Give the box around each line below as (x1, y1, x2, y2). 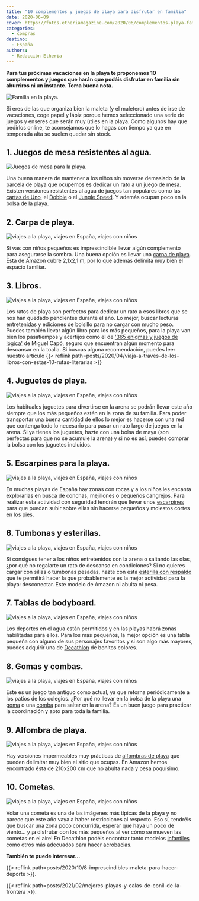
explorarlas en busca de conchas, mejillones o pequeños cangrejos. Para (6, 492, 185, 499)
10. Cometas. (6, 782, 56, 792)
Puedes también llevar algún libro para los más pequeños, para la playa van (6, 327, 191, 334)
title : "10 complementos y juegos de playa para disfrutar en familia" (6, 8, 187, 15)
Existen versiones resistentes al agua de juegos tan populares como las (6, 187, 181, 194)
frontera (6, 888, 26, 895)
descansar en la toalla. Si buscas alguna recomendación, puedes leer (6, 346, 176, 353)
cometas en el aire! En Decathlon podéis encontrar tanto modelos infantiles (6, 834, 190, 842)
